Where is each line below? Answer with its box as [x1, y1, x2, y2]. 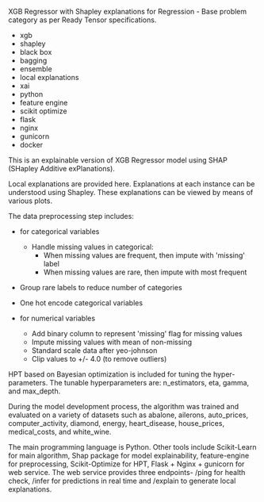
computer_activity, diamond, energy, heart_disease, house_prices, [8, 419, 224, 427]
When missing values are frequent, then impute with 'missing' [43, 251, 246, 260]
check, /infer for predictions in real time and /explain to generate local [8, 476, 236, 485]
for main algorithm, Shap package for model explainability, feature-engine [8, 451, 250, 460]
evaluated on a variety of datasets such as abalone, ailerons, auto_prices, [8, 410, 249, 420]
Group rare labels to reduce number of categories [19, 283, 182, 292]
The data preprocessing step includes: [8, 212, 135, 220]
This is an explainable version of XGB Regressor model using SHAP [8, 155, 228, 165]
